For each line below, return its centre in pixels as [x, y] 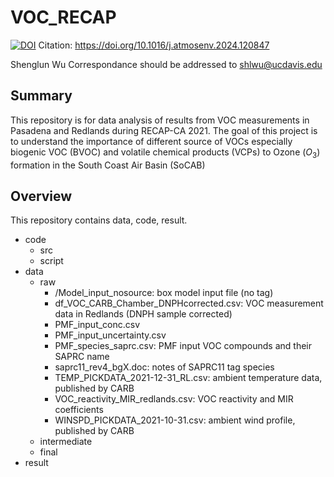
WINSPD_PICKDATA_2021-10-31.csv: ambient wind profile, [175, 420]
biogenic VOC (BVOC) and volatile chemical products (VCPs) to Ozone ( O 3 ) [165, 153]
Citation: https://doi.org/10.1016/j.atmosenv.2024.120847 [154, 45]
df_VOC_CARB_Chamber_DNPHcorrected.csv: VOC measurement [189, 303]
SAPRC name [82, 357]
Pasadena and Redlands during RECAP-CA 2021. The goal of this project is [164, 130]
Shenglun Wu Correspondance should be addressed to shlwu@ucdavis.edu [166, 64]
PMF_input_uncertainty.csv [110, 335]
